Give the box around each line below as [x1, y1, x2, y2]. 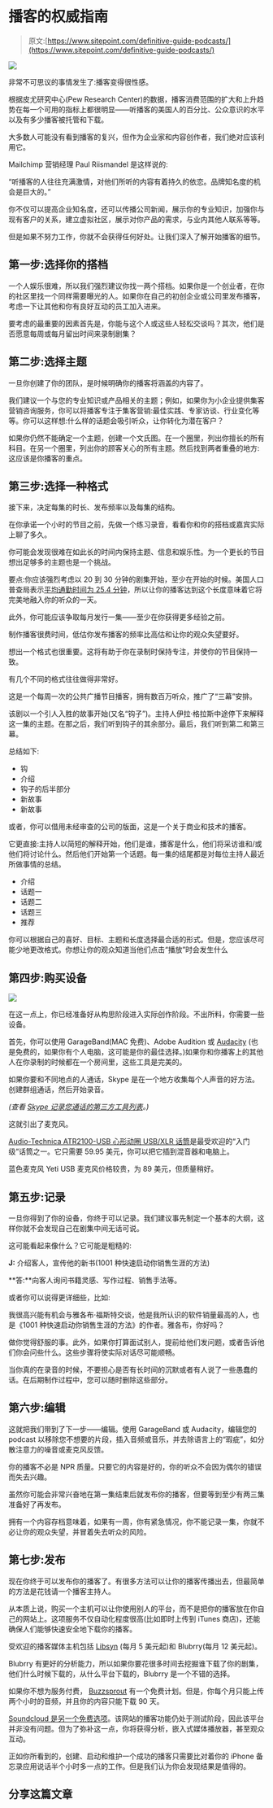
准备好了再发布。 [8, 1499, 66, 1509]
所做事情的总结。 [8, 859, 66, 869]
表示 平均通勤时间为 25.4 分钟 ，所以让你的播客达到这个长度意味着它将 [29, 585, 262, 595]
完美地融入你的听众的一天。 [8, 595, 102, 605]
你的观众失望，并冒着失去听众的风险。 [22, 1526, 151, 1536]
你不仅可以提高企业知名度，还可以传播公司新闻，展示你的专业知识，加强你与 [8, 204, 265, 214]
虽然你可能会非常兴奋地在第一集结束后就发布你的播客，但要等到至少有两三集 [8, 1489, 265, 1499]
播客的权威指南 [8, 7, 109, 26]
